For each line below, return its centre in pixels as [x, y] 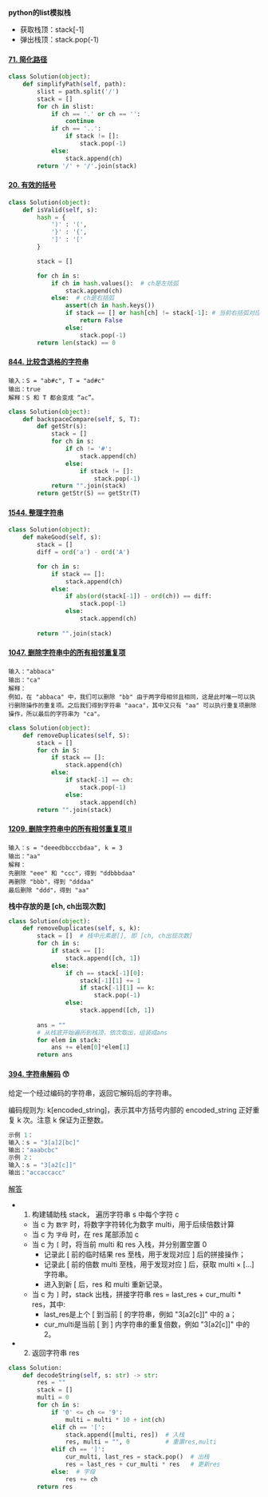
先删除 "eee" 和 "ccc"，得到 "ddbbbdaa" [72, 873]
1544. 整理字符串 [36, 512]
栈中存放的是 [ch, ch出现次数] [57, 906]
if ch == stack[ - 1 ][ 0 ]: [105, 973]
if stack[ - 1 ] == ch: [99, 780]
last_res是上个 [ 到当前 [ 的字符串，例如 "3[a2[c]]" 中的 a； [140, 1314]
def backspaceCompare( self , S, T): [82, 419]
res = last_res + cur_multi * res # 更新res [143, 1465]
